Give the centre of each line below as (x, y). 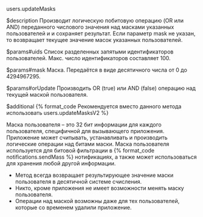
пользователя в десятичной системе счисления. (78, 181)
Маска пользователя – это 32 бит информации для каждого (84, 125)
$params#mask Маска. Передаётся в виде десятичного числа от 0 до (97, 70)
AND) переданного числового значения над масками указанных (90, 27)
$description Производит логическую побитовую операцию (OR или (95, 20)
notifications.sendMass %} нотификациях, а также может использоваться (102, 157)
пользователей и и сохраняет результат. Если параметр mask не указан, (101, 33)
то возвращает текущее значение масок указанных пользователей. (95, 40)
